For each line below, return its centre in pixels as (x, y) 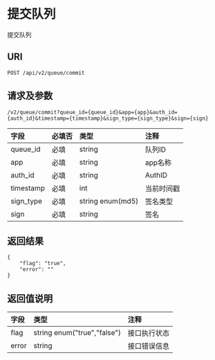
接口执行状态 (149, 333)
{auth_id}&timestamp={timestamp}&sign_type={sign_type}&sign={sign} (108, 118)
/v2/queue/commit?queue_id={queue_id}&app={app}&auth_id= (92, 112)
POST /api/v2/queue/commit (46, 73)
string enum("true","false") (77, 333)
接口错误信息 (149, 346)
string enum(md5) (109, 201)
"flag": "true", (43, 264)
